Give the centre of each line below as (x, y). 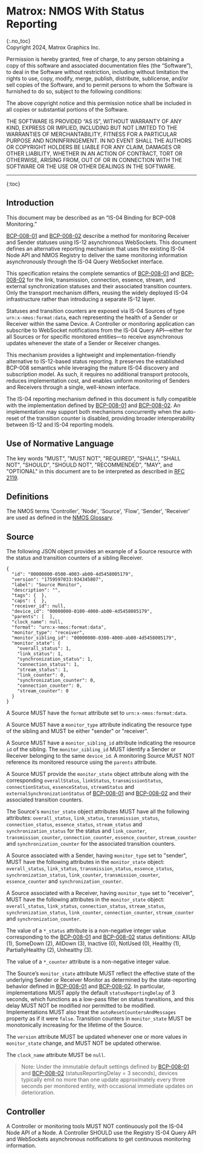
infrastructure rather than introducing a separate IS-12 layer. (81, 299)
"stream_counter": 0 (43, 691)
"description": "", (36, 590)
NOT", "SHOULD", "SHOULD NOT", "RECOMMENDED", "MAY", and (90, 465)
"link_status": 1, (40, 654)
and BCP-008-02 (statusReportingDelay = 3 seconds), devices (99, 1073)
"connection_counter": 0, (50, 686)
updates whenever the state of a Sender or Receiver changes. (83, 343)
